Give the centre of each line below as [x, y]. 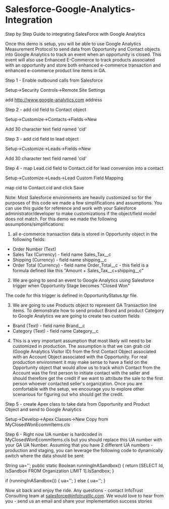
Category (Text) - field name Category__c [55, 331]
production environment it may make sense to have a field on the [80, 362]
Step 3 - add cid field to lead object [42, 139]
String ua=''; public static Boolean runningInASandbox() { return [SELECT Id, [84, 465]
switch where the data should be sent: [45, 456]
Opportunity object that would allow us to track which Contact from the [86, 367]
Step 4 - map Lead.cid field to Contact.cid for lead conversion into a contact [84, 168]
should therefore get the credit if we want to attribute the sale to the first [88, 378]
